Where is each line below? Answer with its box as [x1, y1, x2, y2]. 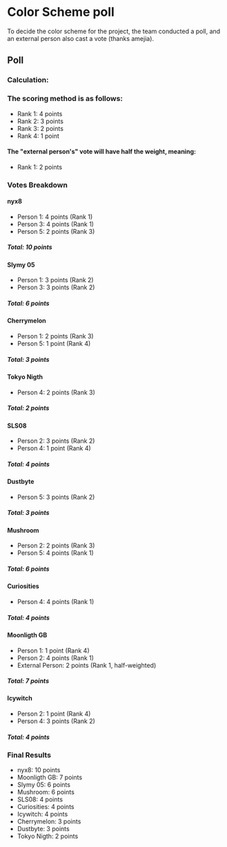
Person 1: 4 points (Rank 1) [17, 212, 93, 221]
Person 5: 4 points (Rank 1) [17, 549, 95, 557]
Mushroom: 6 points [17, 788, 75, 796]
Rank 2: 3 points [17, 117, 64, 125]
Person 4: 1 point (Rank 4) [17, 444, 91, 453]
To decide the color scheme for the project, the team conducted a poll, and [7, 27, 221, 35]
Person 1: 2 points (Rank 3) [17, 332, 95, 340]
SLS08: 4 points [17, 795, 63, 803]
